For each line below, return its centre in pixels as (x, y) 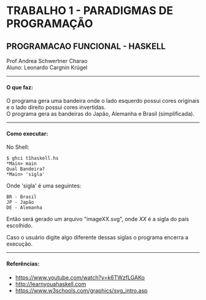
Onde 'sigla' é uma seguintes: (44, 186)
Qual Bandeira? (26, 169)
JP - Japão (20, 203)
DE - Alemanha (25, 208)
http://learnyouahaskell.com (51, 284)
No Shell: (18, 147)
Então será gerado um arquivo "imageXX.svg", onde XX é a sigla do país (98, 219)
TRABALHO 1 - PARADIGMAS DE (90, 11)
